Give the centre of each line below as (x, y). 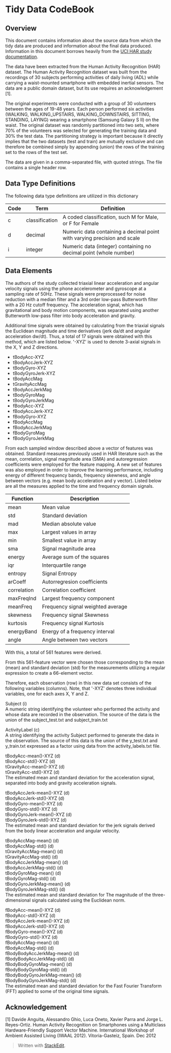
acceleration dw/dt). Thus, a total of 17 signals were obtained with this (79, 336)
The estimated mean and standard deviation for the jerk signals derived (80, 825)
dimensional (18, 900)
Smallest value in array (69, 540)
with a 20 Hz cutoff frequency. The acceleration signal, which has (74, 305)
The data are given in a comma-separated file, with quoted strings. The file (84, 162)
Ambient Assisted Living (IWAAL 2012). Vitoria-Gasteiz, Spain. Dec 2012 (81, 1036)
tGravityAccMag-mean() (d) (34, 851)
